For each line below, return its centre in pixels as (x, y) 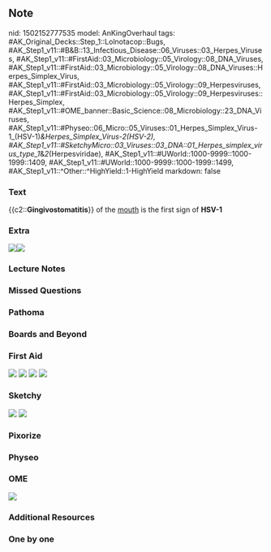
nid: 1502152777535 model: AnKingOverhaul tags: (92, 32)
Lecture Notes (37, 269)
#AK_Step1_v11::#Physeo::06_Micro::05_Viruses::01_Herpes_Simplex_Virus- (133, 127)
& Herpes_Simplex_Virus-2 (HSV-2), (98, 136)
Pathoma (26, 313)
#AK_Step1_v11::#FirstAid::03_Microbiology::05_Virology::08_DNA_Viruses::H (136, 67)
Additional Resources (52, 517)
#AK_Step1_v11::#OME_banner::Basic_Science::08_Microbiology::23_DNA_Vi (135, 110)
